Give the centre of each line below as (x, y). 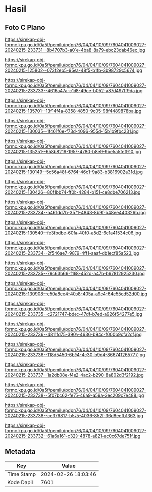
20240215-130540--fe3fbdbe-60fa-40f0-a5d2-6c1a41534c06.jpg (73, 233)
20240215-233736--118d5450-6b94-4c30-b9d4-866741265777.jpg (75, 355)
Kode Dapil (20, 482)
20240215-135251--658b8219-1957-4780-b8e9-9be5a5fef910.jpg (73, 152)
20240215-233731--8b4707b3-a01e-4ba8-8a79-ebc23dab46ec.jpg (75, 50)
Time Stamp (22, 474)
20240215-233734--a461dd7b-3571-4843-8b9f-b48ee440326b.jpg (75, 213)
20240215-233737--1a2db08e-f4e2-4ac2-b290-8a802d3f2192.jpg (74, 375)
